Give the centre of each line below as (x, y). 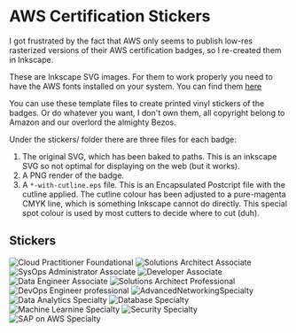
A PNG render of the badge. (73, 175)
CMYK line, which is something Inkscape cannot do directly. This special (155, 203)
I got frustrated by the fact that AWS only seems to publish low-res (131, 41)
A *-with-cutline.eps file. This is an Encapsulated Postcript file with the (154, 184)
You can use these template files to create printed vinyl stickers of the (137, 103)
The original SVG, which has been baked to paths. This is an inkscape (149, 156)
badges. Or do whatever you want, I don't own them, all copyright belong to (147, 112)
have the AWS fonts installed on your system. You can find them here (136, 86)
